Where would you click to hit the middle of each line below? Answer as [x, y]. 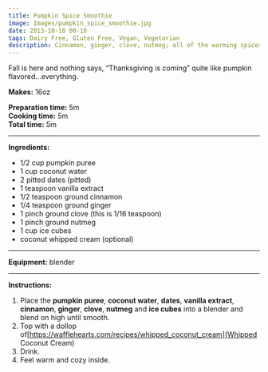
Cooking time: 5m [38, 116]
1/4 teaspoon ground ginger [65, 205]
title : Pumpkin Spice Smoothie [60, 16]
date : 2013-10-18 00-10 [48, 30]
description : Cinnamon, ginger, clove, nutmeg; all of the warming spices [135, 46]
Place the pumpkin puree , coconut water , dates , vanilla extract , [127, 301]
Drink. [30, 351]
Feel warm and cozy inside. [65, 360]
